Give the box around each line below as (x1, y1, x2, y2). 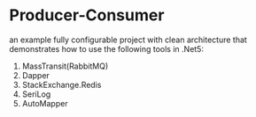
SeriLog (21, 89, 51, 99)
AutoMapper (21, 98, 68, 108)
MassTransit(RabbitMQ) (21, 61, 109, 71)
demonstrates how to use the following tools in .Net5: (9, 43, 204, 54)
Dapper (21, 69, 50, 80)
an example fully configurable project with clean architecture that (9, 34, 248, 45)
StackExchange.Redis (21, 79, 102, 90)
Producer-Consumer (9, 5, 165, 26)
